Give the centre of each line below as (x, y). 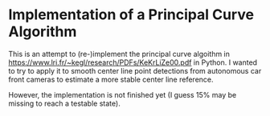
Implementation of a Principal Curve (131, 15)
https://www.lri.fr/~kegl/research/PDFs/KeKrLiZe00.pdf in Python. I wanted (133, 62)
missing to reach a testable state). (64, 103)
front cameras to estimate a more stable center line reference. (111, 79)
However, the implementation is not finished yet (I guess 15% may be (123, 94)
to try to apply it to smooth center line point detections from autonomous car (135, 70)
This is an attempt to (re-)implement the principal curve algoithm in (119, 54)
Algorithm (43, 32)
